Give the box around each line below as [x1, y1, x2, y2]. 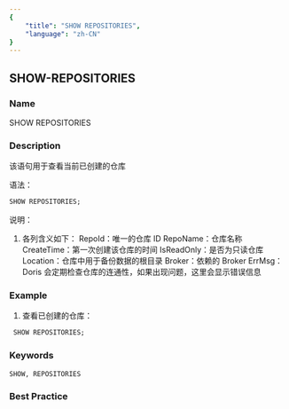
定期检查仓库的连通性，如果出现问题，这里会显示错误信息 [51, 267, 262, 278]
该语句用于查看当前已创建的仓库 [9, 161, 126, 171]
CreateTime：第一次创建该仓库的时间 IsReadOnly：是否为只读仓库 [21, 245, 264, 256]
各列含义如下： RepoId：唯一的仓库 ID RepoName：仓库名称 [21, 233, 243, 244]
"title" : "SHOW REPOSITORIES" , [25, 21, 141, 30]
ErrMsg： [247, 256, 284, 266]
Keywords [9, 350, 54, 362]
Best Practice [9, 389, 68, 402]
